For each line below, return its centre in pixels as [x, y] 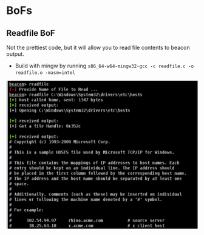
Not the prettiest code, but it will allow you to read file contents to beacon [98, 47]
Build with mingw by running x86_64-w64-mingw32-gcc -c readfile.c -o [104, 66]
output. [15, 54]
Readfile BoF [31, 33]
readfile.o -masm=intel [45, 73]
